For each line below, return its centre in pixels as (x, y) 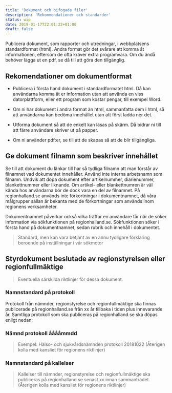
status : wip (18, 19)
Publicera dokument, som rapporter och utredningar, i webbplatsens (77, 44)
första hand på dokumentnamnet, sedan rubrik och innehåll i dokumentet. (83, 227)
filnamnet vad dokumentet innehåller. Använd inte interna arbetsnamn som (84, 174)
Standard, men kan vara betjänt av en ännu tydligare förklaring (84, 237)
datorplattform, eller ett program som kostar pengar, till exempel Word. (87, 99)
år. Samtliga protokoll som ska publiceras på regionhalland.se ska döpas (81, 314)
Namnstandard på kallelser (40, 363)
